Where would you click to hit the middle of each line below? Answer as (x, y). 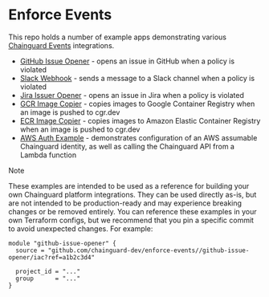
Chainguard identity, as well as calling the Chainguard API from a (127, 146)
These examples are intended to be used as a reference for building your (129, 185)
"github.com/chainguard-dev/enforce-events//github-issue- (149, 250)
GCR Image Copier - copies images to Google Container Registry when (137, 104)
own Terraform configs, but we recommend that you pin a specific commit (131, 220)
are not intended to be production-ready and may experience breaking (125, 203)
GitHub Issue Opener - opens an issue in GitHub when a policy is (127, 61)
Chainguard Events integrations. (61, 45)
